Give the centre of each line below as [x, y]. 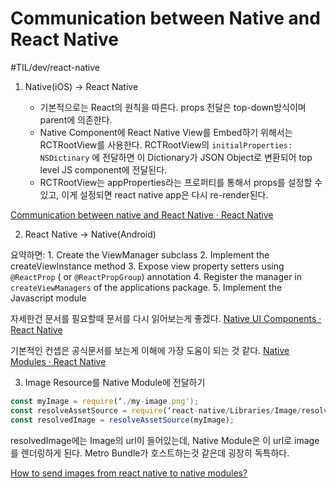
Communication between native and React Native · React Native [142, 214]
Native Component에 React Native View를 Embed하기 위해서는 [166, 132]
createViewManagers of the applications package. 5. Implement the [146, 287]
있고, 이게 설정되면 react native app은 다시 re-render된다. [154, 194]
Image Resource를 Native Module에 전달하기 [115, 382]
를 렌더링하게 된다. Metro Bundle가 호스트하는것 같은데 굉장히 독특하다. [150, 453]
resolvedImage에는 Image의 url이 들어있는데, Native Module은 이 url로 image [165, 440]
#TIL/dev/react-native [55, 67]
